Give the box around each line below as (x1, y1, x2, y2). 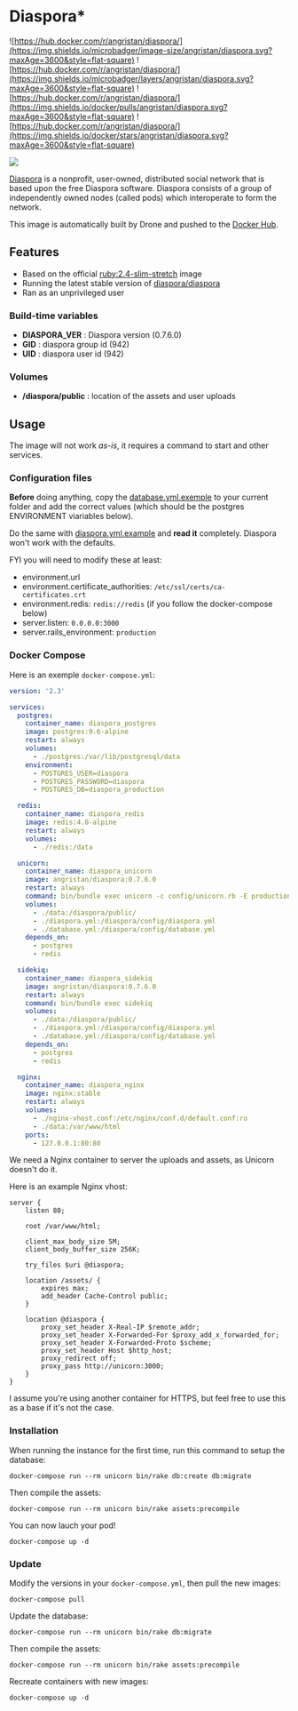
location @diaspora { (25, 1315, 105, 1324)
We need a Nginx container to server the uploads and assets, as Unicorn (9, 1155, 275, 1165)
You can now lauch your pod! (9, 1520, 116, 1531)
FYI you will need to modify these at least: (9, 555, 162, 565)
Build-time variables (9, 309, 99, 322)
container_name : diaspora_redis (25, 810, 145, 819)
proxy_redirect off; (41, 1354, 117, 1363)
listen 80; (25, 1206, 66, 1215)
